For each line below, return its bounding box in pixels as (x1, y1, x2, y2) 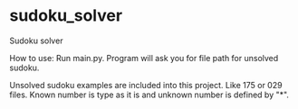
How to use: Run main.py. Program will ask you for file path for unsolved (9, 52, 279, 63)
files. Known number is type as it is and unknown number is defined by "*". (9, 89, 290, 100)
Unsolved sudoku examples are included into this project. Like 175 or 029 (9, 79, 283, 90)
